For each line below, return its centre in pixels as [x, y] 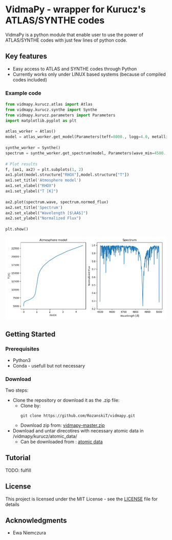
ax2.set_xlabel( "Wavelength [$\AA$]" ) [47, 213]
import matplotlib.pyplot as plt [41, 120]
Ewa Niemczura [29, 533]
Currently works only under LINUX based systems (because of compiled [89, 74]
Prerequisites [22, 349]
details [12, 504]
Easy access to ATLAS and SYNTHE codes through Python [75, 68]
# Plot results [21, 164]
